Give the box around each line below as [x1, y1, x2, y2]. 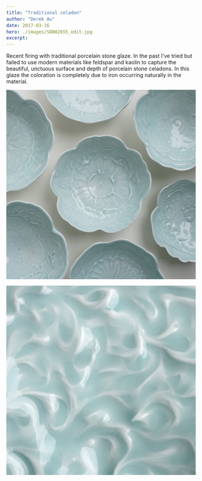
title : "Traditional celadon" [6, 10, 82, 16]
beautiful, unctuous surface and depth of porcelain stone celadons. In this [6, 65, 189, 72]
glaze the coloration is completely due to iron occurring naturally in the [6, 72, 182, 79]
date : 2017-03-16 [6, 22, 50, 28]
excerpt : [6, 35, 28, 41]
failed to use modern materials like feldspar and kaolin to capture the [6, 59, 177, 66]
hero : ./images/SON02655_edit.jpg [6, 29, 93, 35]
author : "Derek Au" [6, 16, 55, 22]
